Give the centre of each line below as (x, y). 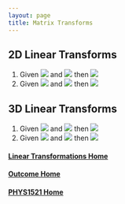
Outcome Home (34, 174)
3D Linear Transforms (63, 108)
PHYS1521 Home (36, 192)
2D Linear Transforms (63, 55)
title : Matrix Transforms (50, 23)
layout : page (29, 15)
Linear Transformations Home (58, 156)
